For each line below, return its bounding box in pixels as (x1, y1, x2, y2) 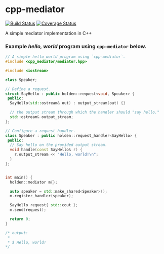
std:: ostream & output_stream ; (10, 115, 73, 120)
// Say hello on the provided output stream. (10, 142, 108, 148)
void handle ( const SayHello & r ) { (10, 147, 83, 153)
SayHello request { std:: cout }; (10, 203, 78, 208)
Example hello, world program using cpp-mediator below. (5, 43, 147, 50)
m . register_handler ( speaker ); (10, 194, 73, 199)
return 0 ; (10, 216, 30, 222)
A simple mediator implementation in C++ (5, 30, 92, 36)
